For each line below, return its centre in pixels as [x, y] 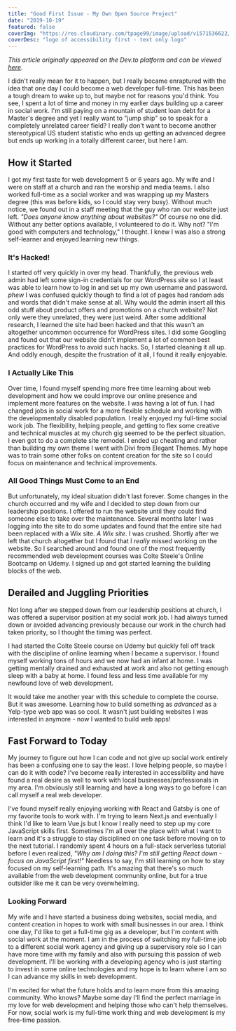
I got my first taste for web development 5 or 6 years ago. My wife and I [111, 179]
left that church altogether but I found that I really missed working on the [113, 540]
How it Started [40, 162]
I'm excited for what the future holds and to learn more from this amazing [113, 990]
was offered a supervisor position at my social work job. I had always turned [118, 617]
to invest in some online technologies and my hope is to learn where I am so [117, 969]
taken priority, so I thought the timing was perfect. [80, 632]
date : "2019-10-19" [36, 20]
